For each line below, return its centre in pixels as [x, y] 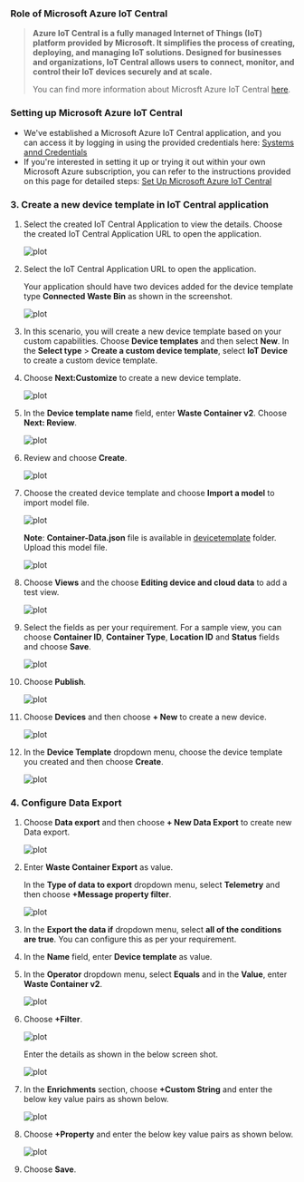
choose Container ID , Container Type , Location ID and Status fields [151, 637]
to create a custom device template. [90, 360]
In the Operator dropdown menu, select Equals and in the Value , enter [155, 974]
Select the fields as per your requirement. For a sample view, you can [152, 627]
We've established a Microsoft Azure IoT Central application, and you [152, 132]
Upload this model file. [65, 547]
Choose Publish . [55, 681]
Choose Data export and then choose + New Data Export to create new [157, 823]
